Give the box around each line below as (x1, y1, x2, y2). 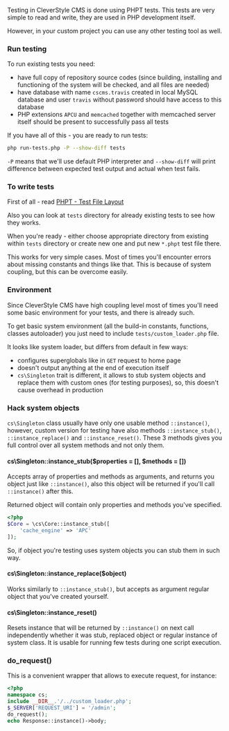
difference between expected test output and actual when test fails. (7, 165, 201, 173)
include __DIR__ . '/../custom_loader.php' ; (7, 698, 132, 705)
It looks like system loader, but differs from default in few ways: (7, 342, 189, 351)
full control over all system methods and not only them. (7, 441, 164, 449)
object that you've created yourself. (7, 592, 109, 600)
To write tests (7, 182, 54, 192)
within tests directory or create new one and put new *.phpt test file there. (7, 239, 222, 248)
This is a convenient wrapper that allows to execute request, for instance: (7, 671, 217, 680)
